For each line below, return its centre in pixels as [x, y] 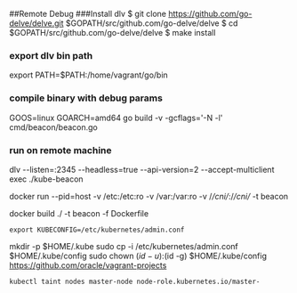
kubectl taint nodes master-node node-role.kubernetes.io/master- [135, 281]
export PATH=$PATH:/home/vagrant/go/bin [89, 75]
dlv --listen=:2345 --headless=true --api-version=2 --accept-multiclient [142, 169]
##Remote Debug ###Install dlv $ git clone [88, 14]
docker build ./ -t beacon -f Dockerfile [79, 213]
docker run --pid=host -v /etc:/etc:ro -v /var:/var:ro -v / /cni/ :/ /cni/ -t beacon [149, 196]
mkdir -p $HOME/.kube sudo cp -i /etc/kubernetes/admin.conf [124, 246]
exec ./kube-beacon [46, 179]
